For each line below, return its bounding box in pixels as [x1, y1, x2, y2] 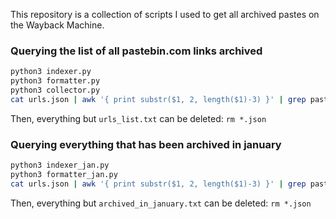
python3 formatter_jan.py [10, 169, 118, 179]
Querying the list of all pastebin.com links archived [10, 44, 263, 58]
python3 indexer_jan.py [10, 160, 110, 171]
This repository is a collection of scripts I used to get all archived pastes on [10, 9, 320, 20]
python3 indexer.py [10, 67, 92, 77]
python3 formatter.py [10, 76, 101, 86]
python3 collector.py [10, 85, 101, 96]
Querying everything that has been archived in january [10, 137, 282, 151]
